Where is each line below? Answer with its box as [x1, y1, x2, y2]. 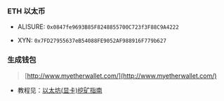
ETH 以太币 [7, 6, 46, 15]
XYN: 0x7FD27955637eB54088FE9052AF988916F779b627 [17, 36, 167, 45]
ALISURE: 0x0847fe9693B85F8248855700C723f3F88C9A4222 [17, 22, 179, 31]
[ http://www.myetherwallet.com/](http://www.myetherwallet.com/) [24, 72, 217, 80]
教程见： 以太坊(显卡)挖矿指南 [17, 86, 103, 94]
